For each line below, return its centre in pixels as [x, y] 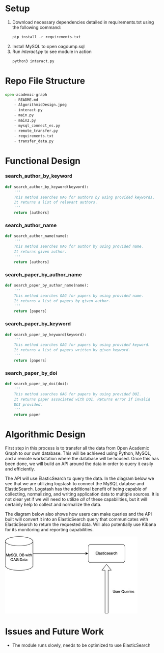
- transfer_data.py [34, 141]
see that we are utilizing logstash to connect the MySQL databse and [75, 484]
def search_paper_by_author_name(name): [47, 285]
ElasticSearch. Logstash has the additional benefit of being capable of [76, 489]
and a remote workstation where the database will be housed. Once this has [82, 459]
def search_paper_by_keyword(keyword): [46, 335]
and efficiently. [20, 469]
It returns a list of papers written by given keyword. [72, 350]
